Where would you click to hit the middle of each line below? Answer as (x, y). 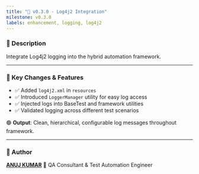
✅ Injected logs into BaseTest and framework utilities (79, 103)
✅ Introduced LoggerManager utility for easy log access (81, 97)
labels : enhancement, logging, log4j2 (54, 23)
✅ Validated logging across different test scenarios (77, 110)
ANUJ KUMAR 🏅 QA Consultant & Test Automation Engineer (79, 165)
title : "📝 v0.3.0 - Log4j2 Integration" (57, 12)
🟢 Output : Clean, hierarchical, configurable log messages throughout (91, 122)
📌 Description (26, 43)
